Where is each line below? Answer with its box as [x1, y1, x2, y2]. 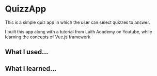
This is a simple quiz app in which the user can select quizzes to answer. [5, 19, 150, 25]
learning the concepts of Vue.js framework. [5, 34, 92, 40]
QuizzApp [5, 3, 47, 15]
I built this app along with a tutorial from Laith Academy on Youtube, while [5, 29, 153, 34]
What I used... [5, 48, 48, 56]
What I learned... [5, 64, 57, 73]
